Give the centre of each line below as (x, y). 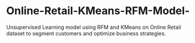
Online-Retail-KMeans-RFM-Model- (98, 11)
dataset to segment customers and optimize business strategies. (86, 33)
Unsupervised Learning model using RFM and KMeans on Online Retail (94, 27)
